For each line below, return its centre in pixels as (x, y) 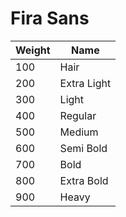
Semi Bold (83, 148)
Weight (33, 50)
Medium (79, 132)
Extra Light (85, 83)
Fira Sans (50, 18)
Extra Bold (84, 180)
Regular (78, 115)
